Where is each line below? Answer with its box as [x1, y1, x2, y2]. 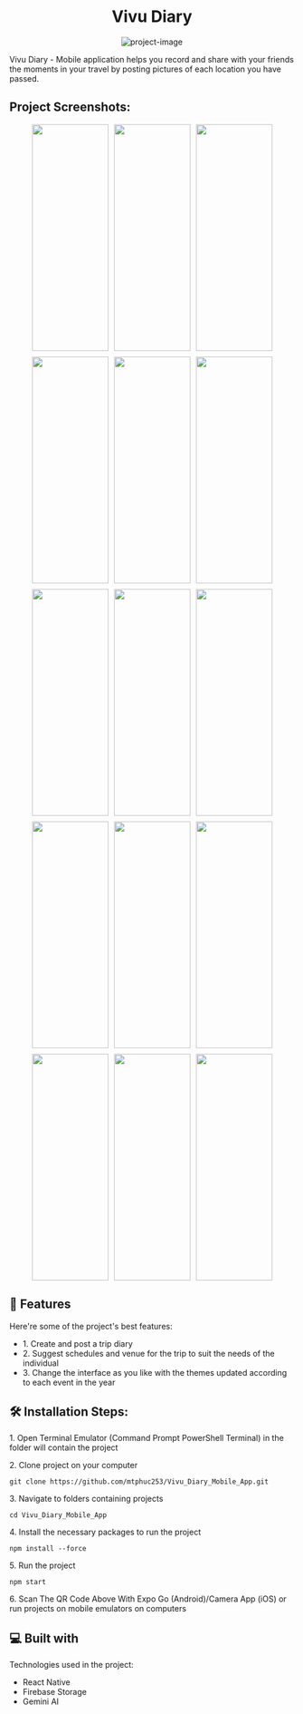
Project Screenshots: [9, 100, 131, 115]
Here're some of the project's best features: [9, 1320, 174, 1331]
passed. [9, 73, 40, 83]
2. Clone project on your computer [9, 1460, 138, 1471]
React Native [22, 1677, 71, 1688]
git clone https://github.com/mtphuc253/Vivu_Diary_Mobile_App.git [9, 1477, 270, 1486]
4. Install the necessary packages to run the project [9, 1526, 202, 1538]
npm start [9, 1578, 47, 1587]
